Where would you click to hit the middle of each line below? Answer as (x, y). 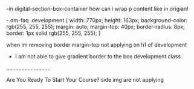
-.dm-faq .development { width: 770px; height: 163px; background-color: (97, 20)
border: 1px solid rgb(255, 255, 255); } (53, 33)
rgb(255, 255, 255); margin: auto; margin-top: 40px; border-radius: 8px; (96, 27)
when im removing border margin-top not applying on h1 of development (97, 45)
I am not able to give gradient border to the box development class (98, 56)
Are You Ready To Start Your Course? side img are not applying (85, 80)
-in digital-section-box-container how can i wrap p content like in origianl (97, 9)
